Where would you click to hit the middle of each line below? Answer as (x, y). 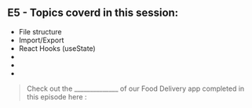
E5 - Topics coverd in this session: (93, 13)
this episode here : (57, 96)
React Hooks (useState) (57, 48)
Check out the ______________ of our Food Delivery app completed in (135, 88)
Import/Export (41, 40)
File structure (40, 31)
